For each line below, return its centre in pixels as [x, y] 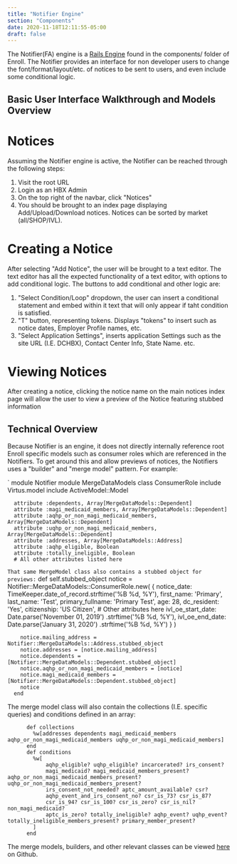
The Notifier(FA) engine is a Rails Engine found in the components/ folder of [118, 54]
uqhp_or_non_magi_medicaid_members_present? [74, 784]
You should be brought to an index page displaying [92, 205]
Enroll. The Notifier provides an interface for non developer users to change [118, 62]
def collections [50, 728]
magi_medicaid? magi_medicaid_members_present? [117, 771]
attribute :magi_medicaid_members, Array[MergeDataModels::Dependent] [121, 510]
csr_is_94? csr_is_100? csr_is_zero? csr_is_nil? [120, 803]
